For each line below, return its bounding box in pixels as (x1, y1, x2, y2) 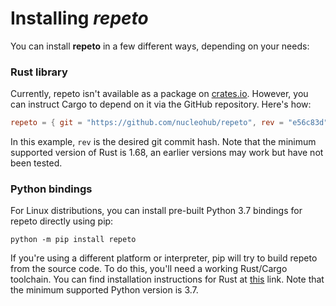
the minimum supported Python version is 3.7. (10, 284, 199, 296)
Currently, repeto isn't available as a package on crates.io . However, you (10, 88, 309, 100)
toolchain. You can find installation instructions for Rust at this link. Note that (10, 273, 325, 286)
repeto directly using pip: (10, 215, 114, 227)
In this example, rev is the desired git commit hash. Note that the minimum (10, 136, 317, 148)
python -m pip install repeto (10, 235, 137, 245)
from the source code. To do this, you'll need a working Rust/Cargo (10, 263, 288, 275)
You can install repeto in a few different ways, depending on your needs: (10, 40, 310, 52)
